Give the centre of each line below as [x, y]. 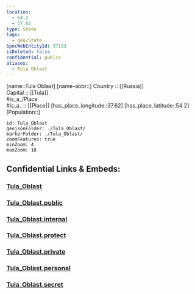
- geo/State [27, 40]
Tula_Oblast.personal [39, 268]
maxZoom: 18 [21, 150]
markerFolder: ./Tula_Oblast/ [45, 134]
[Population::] [23, 112]
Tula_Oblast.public [34, 202]
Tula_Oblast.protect [36, 235]
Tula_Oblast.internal [37, 219]
